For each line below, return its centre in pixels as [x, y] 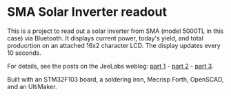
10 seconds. [24, 53]
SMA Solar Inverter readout [87, 12]
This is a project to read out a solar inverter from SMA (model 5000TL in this [115, 31]
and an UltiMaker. [32, 86]
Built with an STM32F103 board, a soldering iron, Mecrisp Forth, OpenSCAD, [115, 79]
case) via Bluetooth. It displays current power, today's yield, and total [105, 38]
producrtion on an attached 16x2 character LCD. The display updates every [114, 45]
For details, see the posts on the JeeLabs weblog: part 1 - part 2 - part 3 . [110, 66]
